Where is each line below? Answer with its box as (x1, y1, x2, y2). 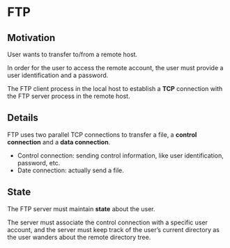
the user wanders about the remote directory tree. (7, 233, 151, 241)
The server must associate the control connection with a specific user (7, 218, 208, 226)
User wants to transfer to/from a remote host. (7, 50, 138, 58)
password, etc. (17, 158, 61, 167)
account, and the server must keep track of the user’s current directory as (7, 225, 220, 233)
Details (7, 112, 38, 124)
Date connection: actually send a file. (17, 166, 124, 174)
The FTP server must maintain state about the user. (7, 204, 155, 213)
